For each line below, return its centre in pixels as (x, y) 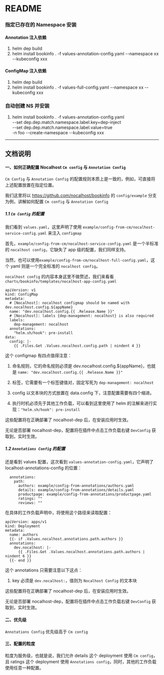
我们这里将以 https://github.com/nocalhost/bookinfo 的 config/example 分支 (81, 195)
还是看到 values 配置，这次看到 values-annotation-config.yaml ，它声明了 (79, 462)
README (23, 9)
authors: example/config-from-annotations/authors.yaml (76, 486)
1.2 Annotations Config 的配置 (35, 448)
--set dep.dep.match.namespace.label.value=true (62, 127)
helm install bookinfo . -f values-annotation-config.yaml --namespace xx (85, 54)
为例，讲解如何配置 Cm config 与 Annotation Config (57, 202)
